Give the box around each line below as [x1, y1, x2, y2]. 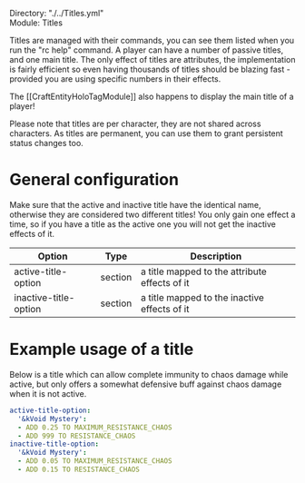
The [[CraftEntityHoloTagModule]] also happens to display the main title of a [9, 91, 294, 102]
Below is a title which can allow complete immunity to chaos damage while [9, 369, 289, 379]
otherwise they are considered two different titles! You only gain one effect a [9, 209, 296, 220]
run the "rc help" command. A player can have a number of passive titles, [9, 44, 284, 55]
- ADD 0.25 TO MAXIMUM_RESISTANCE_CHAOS [17, 422, 172, 432]
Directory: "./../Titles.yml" [9, 8, 104, 18]
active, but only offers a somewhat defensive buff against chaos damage [9, 379, 282, 389]
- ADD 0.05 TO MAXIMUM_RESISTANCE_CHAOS [17, 457, 172, 466]
